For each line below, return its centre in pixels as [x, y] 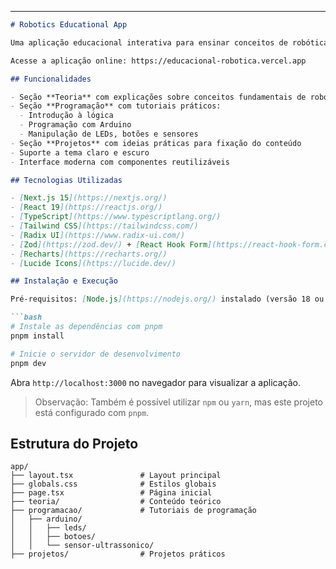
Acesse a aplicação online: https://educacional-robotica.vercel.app [158, 61]
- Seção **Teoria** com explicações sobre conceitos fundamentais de [158, 97]
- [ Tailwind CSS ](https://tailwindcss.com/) [104, 226]
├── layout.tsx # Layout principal [116, 476]
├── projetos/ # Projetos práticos [118, 554]
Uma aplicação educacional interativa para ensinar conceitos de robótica [169, 42]
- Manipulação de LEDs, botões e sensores [109, 134]
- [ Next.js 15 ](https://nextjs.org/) [89, 198]
